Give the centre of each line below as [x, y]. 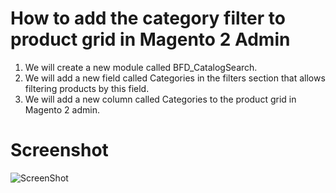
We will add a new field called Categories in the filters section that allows [175, 78]
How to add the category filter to [148, 18]
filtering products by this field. [87, 88]
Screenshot [59, 150]
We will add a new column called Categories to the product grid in [160, 99]
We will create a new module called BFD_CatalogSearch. [141, 67]
